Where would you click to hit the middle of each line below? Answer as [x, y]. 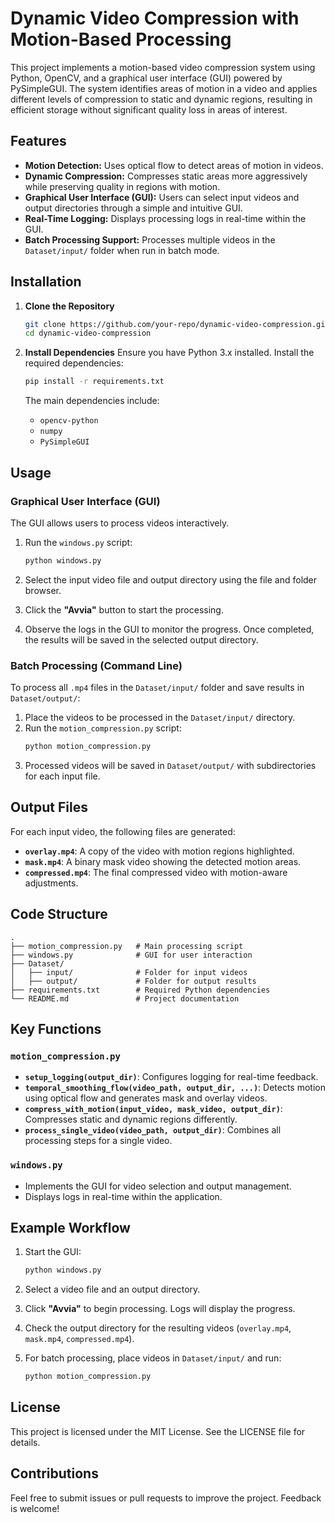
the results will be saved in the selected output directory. [141, 639]
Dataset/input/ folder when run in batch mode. [122, 250]
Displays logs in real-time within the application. [123, 1196]
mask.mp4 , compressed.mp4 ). [79, 1339]
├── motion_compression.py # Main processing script [127, 946]
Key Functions [56, 1028]
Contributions [54, 1473]
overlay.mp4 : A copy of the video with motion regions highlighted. [159, 851]
